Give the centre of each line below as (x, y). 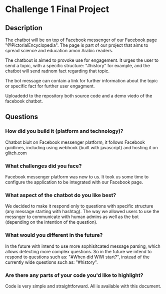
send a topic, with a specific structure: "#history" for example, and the (77, 66)
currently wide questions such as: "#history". (52, 262)
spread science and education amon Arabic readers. (59, 51)
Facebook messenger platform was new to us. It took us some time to (77, 176)
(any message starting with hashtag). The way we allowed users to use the (82, 212)
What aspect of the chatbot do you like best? (61, 195)
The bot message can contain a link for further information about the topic (82, 81)
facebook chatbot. (24, 101)
